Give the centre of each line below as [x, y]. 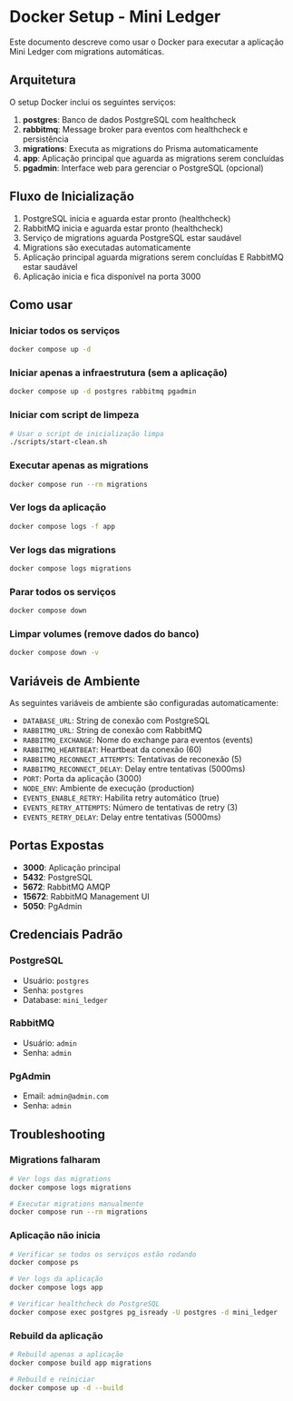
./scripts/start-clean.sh [58, 442]
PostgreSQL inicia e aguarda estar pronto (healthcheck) [127, 218]
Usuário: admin [49, 1043]
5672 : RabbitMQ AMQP [66, 887]
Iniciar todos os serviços [65, 331]
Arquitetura [43, 80]
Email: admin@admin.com [65, 1096]
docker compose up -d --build [67, 1387]
